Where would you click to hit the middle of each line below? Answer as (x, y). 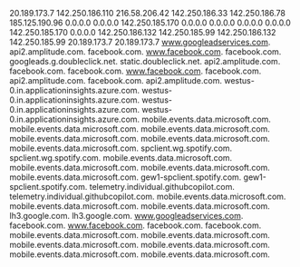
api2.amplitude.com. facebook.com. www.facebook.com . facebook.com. (145, 52)
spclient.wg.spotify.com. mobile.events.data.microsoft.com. (121, 158)
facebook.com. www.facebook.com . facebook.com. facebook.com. (135, 225)
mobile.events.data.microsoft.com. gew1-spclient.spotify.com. (126, 177)
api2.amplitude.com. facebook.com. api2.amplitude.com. (116, 80)
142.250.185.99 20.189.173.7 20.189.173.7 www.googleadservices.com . (140, 42)
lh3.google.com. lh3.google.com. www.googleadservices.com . (126, 216)
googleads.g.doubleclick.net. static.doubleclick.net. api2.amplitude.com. (145, 61)
